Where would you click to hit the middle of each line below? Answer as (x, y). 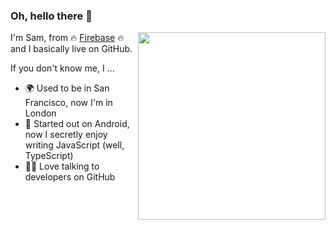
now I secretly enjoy (66, 135)
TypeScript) (49, 156)
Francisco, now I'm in (68, 103)
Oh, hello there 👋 (51, 16)
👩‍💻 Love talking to (62, 166)
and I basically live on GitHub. (71, 49)
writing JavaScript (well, (74, 145)
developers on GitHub (70, 177)
